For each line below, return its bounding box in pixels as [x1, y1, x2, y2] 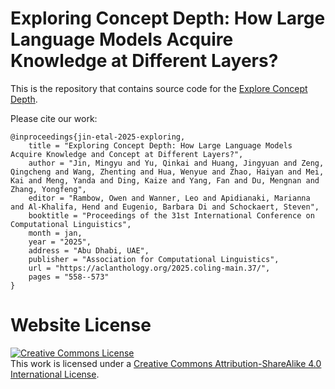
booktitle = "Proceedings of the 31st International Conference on [28, 210, 315, 221]
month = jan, [28, 228, 83, 238]
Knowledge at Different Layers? [10, 50, 279, 72]
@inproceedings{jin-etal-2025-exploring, [10, 132, 186, 142]
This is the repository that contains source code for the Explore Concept [10, 82, 308, 94]
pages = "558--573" [28, 272, 110, 282]
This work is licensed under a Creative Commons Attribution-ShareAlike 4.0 [10, 357, 322, 369]
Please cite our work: [10, 112, 98, 124]
